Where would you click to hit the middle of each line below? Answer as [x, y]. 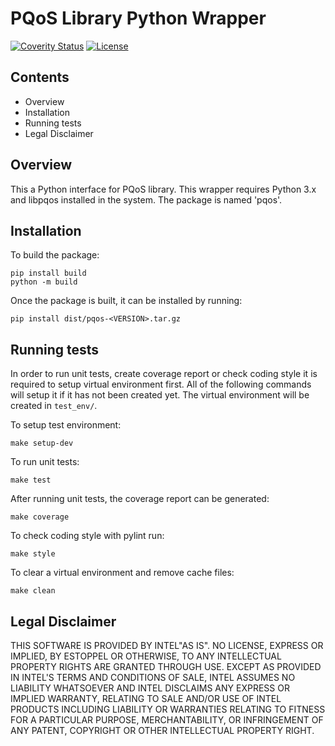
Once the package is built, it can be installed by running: [126, 301]
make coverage [40, 517]
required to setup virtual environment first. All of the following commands [161, 384]
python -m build [44, 282]
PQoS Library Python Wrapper [138, 18]
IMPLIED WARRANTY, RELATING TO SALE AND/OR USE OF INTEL [146, 698]
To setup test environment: [66, 425]
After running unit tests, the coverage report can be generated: [140, 499]
